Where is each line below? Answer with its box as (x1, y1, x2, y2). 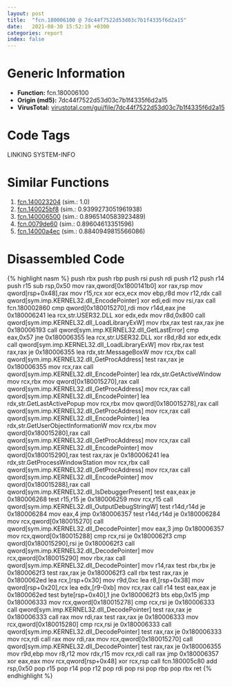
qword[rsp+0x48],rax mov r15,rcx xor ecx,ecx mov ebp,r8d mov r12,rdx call (7, 289, 222, 297)
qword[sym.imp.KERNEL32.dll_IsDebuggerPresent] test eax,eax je (7, 488, 196, 496)
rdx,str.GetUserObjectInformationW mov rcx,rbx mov (7, 421, 157, 429)
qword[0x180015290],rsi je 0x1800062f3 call (7, 539, 135, 547)
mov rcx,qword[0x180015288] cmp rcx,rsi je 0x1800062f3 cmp (7, 531, 186, 540)
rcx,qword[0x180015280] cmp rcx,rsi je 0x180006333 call (7, 620, 172, 628)
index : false (7, 36, 45, 43)
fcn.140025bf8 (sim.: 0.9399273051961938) (17, 205, 143, 213)
